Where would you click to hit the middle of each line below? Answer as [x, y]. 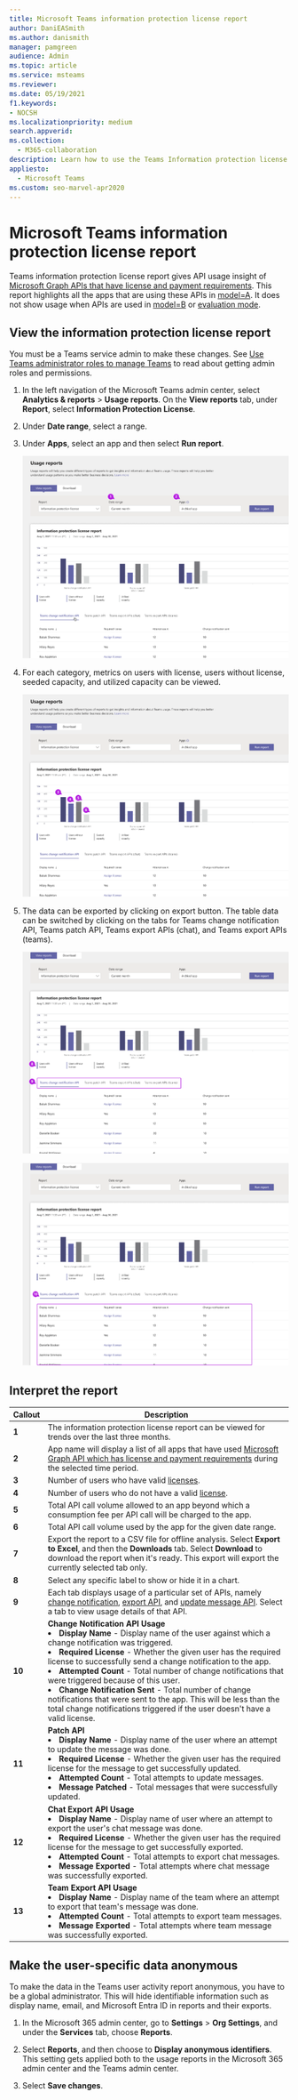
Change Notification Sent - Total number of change [155, 1690]
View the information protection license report [140, 332]
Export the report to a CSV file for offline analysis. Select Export [164, 1540]
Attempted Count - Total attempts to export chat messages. [169, 1856]
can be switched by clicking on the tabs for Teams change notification [150, 920]
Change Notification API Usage [106, 1624]
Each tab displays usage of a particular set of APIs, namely [154, 1592]
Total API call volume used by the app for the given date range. [162, 1527]
